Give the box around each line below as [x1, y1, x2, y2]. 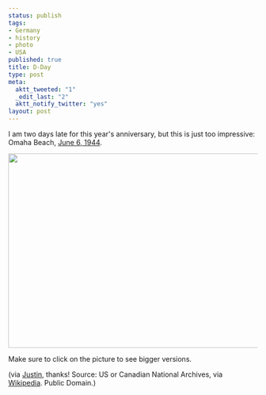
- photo [8, 41, 34, 49]
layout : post [8, 108, 51, 116]
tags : [8, 19, 26, 27]
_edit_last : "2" [15, 93, 69, 101]
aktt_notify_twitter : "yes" [15, 100, 108, 108]
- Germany [8, 26, 41, 34]
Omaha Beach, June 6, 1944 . [8, 138, 103, 147]
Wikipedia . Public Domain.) [8, 378, 97, 387]
